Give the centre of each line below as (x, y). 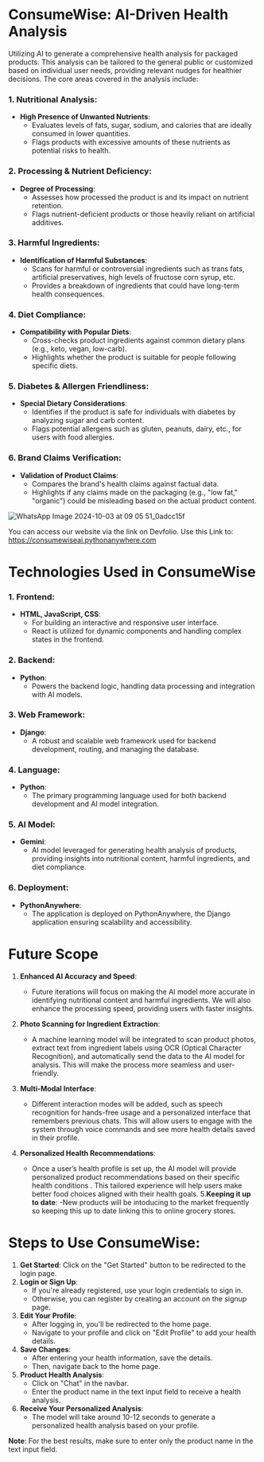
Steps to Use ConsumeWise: (104, 1243)
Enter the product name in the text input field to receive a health (136, 1391)
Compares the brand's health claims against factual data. (125, 483)
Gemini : (33, 842)
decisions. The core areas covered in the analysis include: (103, 79)
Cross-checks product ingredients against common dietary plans (138, 340)
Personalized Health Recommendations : (87, 1153)
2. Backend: (32, 660)
